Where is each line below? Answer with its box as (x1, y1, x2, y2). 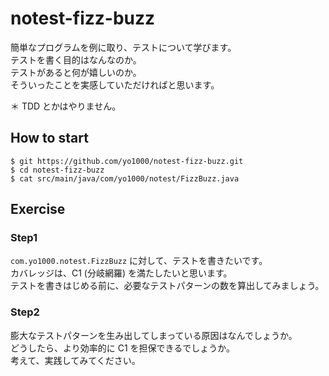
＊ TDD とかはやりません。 (10, 100, 122, 112)
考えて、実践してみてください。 (10, 354, 141, 366)
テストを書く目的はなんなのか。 (10, 53, 142, 66)
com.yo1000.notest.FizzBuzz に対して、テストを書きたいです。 (10, 255, 268, 267)
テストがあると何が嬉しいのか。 (10, 66, 142, 78)
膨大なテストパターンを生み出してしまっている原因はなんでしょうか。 (10, 329, 298, 341)
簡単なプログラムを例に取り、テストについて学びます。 (10, 41, 237, 53)
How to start (10, 130, 89, 147)
